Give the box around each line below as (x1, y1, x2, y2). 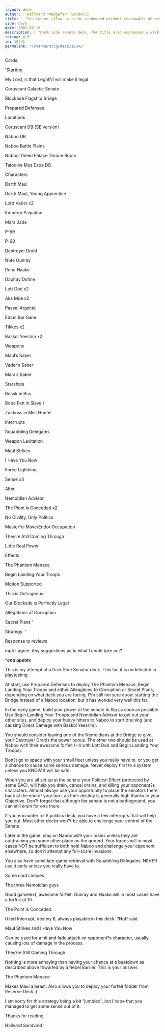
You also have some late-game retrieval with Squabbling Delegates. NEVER (5, 858, 157, 863)
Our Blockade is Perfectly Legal (5, 600, 69, 606)
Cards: (5, 57, 19, 63)
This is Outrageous (5, 590, 44, 596)
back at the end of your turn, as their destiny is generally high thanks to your (5, 792, 160, 799)
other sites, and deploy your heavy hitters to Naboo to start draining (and (5, 717, 153, 723)
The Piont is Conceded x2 (5, 505, 58, 511)
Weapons (5, 343, 25, 349)
